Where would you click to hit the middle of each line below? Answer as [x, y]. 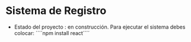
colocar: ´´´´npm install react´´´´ [52, 33]
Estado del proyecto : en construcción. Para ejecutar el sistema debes [100, 27]
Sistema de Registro [56, 11]
